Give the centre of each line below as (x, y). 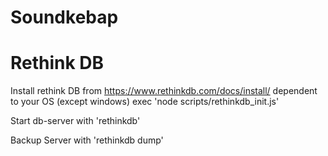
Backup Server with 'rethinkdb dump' (87, 140)
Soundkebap (64, 17)
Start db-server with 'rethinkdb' (75, 121)
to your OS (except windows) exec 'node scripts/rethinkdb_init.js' (145, 102)
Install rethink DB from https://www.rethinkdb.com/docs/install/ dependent (164, 91)
